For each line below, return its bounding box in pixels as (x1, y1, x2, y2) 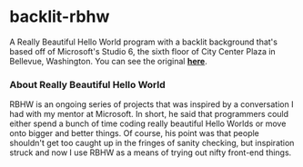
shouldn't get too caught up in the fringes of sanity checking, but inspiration (9, 138, 295, 149)
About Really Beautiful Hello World (9, 78, 166, 91)
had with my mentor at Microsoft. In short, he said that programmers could (9, 109, 289, 120)
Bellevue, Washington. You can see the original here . (9, 55, 207, 66)
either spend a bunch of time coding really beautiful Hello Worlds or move (9, 118, 287, 129)
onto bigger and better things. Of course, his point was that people (9, 128, 259, 139)
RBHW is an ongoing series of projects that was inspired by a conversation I (9, 99, 294, 110)
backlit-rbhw (9, 6, 110, 27)
